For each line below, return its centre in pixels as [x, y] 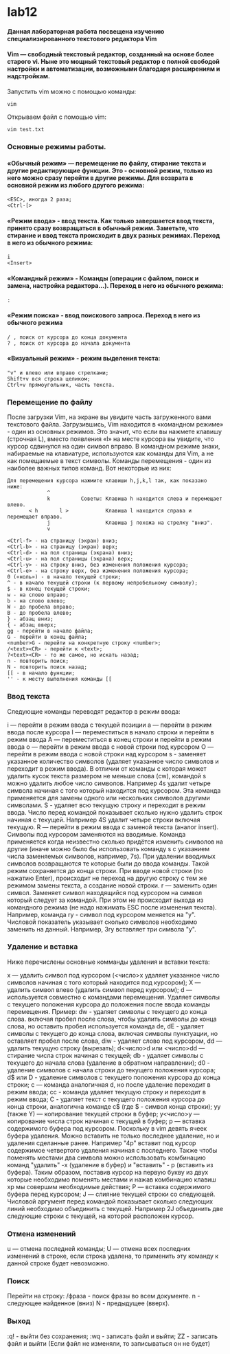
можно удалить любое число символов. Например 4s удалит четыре [109, 783]
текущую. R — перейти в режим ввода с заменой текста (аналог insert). [113, 827]
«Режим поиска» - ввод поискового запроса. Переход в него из [104, 315]
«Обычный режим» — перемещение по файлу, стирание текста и [107, 163]
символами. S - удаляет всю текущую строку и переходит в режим [106, 805]
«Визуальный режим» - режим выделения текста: [84, 359]
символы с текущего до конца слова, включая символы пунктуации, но [113, 1033]
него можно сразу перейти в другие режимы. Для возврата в [100, 178]
